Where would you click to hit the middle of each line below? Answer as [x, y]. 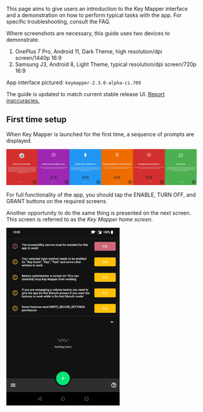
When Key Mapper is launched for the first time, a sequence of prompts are [100, 134]
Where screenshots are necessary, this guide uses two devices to [88, 33]
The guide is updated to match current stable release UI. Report [85, 94]
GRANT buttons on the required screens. [57, 201]
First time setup [37, 119]
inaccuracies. [23, 100]
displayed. [19, 140]
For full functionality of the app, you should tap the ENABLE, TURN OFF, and [101, 195]
